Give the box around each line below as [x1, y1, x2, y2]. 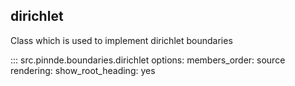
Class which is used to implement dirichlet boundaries [10, 34, 233, 46]
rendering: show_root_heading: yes [10, 64, 156, 76]
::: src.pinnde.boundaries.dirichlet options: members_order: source [10, 54, 286, 66]
